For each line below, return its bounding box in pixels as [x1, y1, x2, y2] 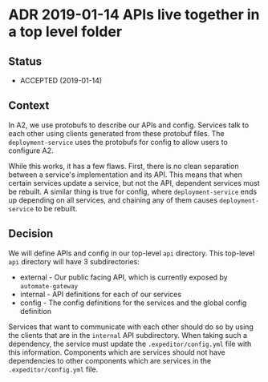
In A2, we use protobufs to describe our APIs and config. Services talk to [8, 120, 250, 130]
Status [8, 54, 43, 68]
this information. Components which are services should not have [8, 347, 226, 357]
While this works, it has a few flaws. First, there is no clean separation [8, 161, 239, 171]
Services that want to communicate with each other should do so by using [8, 322, 254, 332]
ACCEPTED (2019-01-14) [19, 76, 103, 85]
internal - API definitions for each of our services [19, 289, 182, 299]
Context [8, 99, 50, 113]
